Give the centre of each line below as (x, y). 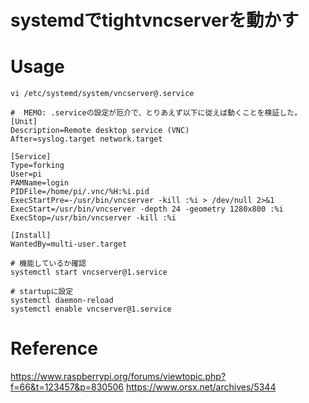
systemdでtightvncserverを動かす (155, 20)
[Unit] (24, 122)
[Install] (31, 236)
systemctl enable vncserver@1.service (91, 309)
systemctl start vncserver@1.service (89, 272)
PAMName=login (40, 183)
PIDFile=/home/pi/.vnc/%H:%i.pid (80, 192)
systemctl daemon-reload (62, 301)
